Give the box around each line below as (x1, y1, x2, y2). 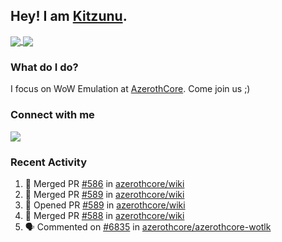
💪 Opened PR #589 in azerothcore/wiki (24, 199, 186, 211)
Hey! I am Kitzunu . (10, 8, 128, 25)
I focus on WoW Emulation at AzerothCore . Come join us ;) (10, 83, 251, 95)
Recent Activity (10, 155, 88, 169)
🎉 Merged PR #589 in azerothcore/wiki (24, 188, 185, 200)
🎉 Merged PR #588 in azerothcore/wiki (24, 209, 185, 221)
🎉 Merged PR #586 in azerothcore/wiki (24, 177, 185, 189)
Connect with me (10, 108, 95, 122)
